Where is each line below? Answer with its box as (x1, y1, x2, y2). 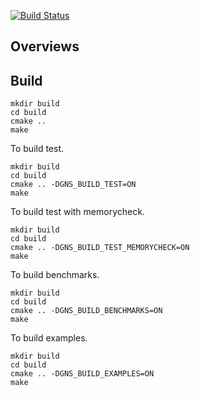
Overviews (10, 38, 80, 55)
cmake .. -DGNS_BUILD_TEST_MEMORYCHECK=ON (10, 243, 190, 253)
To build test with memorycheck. (10, 206, 145, 218)
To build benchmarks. (10, 269, 100, 281)
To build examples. (10, 332, 88, 344)
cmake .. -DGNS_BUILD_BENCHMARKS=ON (10, 306, 163, 316)
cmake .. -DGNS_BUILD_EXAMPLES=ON (10, 369, 155, 379)
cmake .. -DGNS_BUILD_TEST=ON (10, 180, 137, 190)
